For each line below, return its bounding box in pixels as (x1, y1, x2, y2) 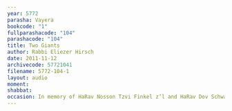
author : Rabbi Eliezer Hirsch (7, 49, 95, 56)
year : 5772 (7, 10, 39, 17)
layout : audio (7, 74, 48, 81)
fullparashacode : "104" (7, 29, 76, 37)
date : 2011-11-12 (7, 55, 57, 62)
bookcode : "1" (7, 23, 48, 30)
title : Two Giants (7, 42, 60, 49)
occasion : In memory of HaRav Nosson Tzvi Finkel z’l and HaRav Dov (7, 94, 209, 101)
